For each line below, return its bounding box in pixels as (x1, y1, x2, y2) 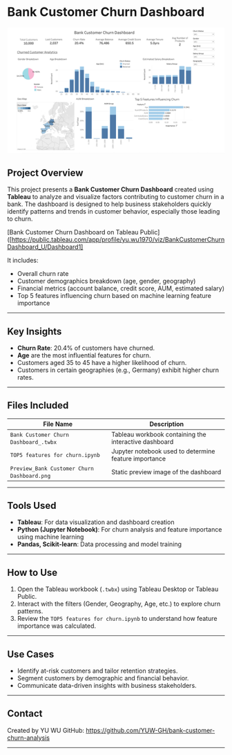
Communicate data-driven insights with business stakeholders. (17, 681, 197, 689)
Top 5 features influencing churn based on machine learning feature (17, 292, 212, 300)
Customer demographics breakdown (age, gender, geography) (17, 277, 196, 286)
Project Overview (7, 167, 84, 178)
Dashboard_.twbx (10, 438, 57, 446)
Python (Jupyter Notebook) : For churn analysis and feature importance (17, 525, 222, 534)
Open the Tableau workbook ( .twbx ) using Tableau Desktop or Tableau (17, 585, 219, 593)
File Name (43, 420, 73, 429)
